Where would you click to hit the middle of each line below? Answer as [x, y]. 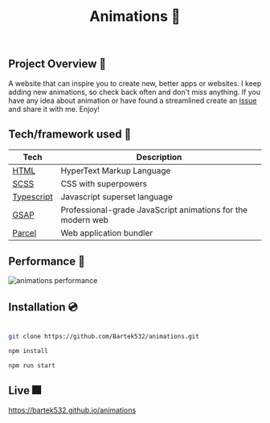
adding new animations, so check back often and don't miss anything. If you [135, 92]
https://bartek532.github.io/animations [72, 410]
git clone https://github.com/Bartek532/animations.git [104, 337]
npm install [28, 351]
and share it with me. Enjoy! [54, 109]
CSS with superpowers [104, 183]
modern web [84, 220]
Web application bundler [107, 232]
